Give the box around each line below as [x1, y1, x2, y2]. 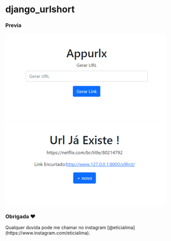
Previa [5, 22, 22, 29]
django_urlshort [5, 4, 75, 15]
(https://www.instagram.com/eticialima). [5, 230, 91, 236]
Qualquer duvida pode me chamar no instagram [5, 225, 106, 231]
